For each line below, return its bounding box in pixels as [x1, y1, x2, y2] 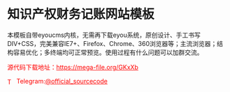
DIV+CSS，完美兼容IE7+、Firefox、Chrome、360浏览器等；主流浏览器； [7, 39, 217, 47]
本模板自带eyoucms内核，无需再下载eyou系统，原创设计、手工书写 [7, 31, 201, 39]
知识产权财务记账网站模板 [7, 6, 155, 22]
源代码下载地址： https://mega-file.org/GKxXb [7, 63, 138, 71]
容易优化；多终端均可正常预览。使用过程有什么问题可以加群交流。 [13, 48, 203, 56]
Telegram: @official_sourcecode [16, 77, 108, 85]
